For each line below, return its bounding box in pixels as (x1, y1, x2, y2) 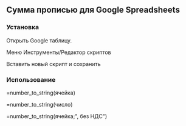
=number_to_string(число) (6, 101, 73, 108)
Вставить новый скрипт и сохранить (6, 60, 102, 67)
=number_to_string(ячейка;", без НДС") (6, 112, 108, 120)
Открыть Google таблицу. (6, 36, 72, 44)
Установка (6, 23, 40, 31)
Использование (6, 75, 56, 84)
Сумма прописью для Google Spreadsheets (6, 5, 181, 15)
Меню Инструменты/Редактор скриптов (6, 48, 111, 56)
